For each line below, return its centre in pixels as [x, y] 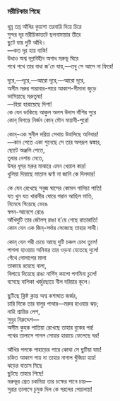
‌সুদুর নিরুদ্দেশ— [23, 320]
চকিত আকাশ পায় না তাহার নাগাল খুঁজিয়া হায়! [52, 358]
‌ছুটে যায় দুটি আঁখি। [27, 42]
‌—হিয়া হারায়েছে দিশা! [30, 104]
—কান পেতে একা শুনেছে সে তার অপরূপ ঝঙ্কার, [54, 142]
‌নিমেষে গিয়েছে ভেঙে [28, 204]
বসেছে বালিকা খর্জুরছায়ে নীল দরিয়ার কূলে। [49, 282]
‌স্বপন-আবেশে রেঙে [26, 212]
